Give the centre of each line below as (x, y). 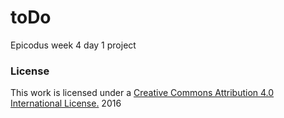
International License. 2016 (66, 103)
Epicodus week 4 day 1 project (73, 45)
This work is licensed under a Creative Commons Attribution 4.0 (142, 93)
